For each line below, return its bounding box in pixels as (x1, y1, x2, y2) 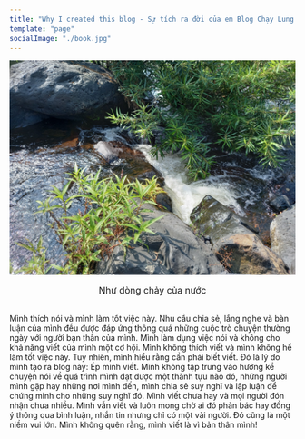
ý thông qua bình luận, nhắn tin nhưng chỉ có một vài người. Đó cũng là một (9, 410, 290, 421)
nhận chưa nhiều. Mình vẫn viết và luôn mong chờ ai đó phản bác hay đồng (9, 400, 291, 411)
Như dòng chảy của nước (98, 284, 207, 297)
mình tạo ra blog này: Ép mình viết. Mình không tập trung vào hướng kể (9, 362, 275, 373)
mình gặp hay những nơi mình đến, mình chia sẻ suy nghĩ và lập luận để (9, 381, 277, 392)
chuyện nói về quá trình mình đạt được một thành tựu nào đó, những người (9, 371, 288, 382)
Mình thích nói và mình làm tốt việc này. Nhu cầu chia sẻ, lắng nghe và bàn (9, 314, 290, 324)
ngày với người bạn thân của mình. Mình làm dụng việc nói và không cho (9, 333, 280, 344)
